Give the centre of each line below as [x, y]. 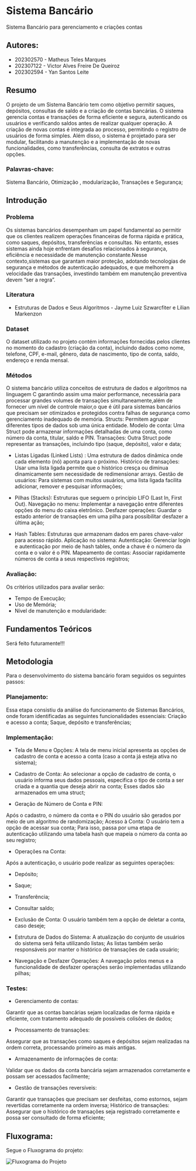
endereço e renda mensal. [38, 360]
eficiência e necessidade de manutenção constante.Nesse [77, 255]
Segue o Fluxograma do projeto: [45, 1151]
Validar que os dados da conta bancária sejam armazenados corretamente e [98, 1070]
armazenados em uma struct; [50, 792]
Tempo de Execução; [40, 598]
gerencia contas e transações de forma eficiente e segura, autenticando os [97, 117]
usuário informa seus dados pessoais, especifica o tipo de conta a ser [99, 780]
